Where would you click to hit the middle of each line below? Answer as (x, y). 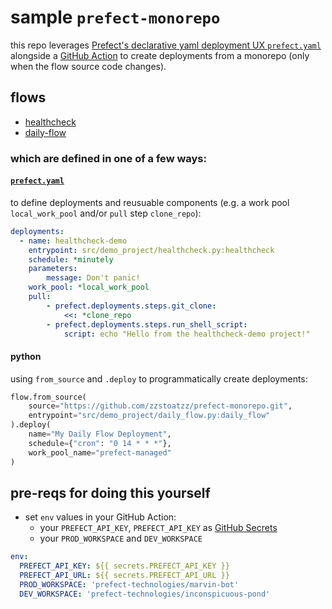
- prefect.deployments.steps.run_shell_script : (147, 324)
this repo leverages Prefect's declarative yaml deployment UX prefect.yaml (166, 45)
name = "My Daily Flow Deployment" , (100, 434)
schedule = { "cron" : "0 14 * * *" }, (100, 443)
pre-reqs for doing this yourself (110, 492)
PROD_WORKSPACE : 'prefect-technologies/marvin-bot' (129, 585)
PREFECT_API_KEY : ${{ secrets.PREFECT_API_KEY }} (124, 566)
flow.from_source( (48, 397)
